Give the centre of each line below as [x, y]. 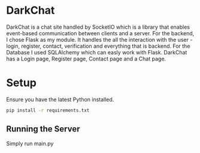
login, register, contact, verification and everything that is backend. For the [98, 46]
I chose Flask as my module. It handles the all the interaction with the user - [99, 39]
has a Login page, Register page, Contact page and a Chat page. [86, 59]
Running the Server [43, 129]
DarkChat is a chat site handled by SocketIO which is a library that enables [98, 27]
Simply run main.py [30, 143]
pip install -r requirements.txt [48, 110]
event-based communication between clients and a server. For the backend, [100, 33]
